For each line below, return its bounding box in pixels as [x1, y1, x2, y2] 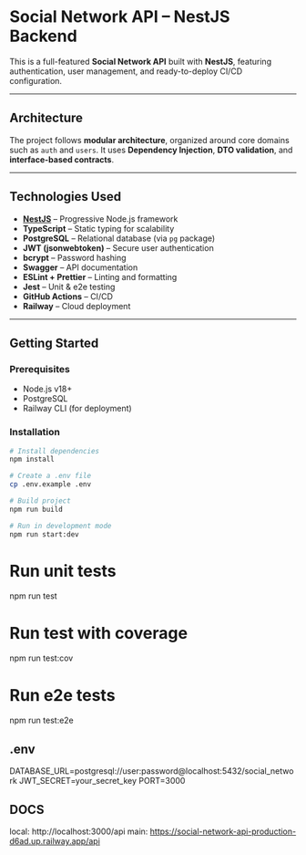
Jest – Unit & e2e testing [22, 281, 116, 292]
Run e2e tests [9, 684, 116, 705]
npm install [9, 454, 55, 464]
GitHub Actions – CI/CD [22, 290, 114, 302]
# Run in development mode [9, 521, 112, 530]
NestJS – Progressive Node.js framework [22, 213, 178, 224]
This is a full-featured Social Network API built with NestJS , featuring [9, 56, 271, 67]
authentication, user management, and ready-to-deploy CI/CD [9, 66, 243, 77]
